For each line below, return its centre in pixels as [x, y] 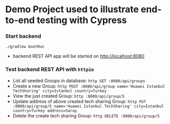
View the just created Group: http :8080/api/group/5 [69, 96]
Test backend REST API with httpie [50, 69]
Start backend [23, 36]
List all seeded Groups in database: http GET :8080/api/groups [79, 81]
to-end [20, 20]
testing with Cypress [82, 20]
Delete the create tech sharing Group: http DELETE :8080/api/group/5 [86, 115]
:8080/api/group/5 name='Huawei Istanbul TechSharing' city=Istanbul [88, 106]
